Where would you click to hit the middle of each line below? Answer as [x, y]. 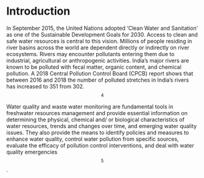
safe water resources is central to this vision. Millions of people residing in [99, 41]
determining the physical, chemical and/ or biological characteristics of [95, 119]
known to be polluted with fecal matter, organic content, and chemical [94, 67]
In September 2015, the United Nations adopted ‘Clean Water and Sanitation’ [102, 28]
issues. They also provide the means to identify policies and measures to [98, 132]
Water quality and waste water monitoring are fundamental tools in [90, 106]
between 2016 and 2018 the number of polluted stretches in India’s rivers [98, 80]
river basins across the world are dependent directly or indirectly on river [98, 48]
